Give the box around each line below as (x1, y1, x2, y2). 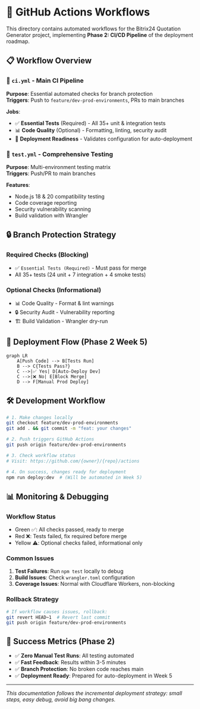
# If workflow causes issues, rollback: (6, 608, 108, 615)
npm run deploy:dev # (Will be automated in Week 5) (6, 474, 143, 480)
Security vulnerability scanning (14, 205, 91, 213)
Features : (6, 181, 30, 188)
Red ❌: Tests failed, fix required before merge (14, 533, 127, 540)
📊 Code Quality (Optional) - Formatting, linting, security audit (14, 126, 167, 133)
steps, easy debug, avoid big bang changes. (6, 696, 116, 703)
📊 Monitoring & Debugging (6, 491, 109, 502)
